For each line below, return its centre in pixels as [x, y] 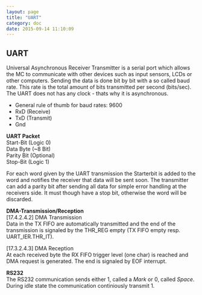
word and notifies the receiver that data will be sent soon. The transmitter [97, 180]
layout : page [23, 12]
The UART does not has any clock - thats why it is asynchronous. [87, 94]
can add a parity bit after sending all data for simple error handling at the [96, 186]
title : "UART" [24, 18]
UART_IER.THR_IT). [30, 237]
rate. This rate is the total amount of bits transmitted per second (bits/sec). [99, 87]
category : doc [24, 23]
